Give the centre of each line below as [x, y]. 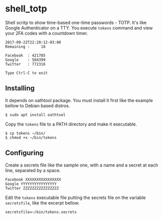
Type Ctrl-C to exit [27, 73]
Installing [20, 88]
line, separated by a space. [33, 170]
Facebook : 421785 [25, 55]
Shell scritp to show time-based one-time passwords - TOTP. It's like [76, 22]
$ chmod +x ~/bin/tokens [31, 137]
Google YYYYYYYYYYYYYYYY [31, 184]
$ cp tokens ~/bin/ [25, 133]
